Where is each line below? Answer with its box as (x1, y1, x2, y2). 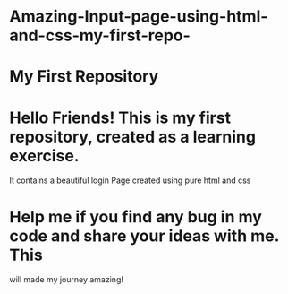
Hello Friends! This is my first (9, 108, 231, 127)
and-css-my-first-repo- (9, 25, 191, 46)
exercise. (9, 145, 80, 166)
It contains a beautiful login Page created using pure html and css (9, 175, 251, 186)
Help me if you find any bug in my (9, 206, 262, 227)
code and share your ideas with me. (9, 226, 280, 246)
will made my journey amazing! (9, 274, 123, 285)
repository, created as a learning (9, 126, 257, 147)
